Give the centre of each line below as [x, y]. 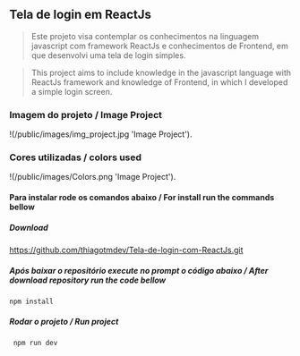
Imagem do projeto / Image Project [86, 114]
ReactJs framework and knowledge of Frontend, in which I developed [159, 82]
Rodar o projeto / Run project [64, 321]
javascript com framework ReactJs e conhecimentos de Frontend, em [159, 46]
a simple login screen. [72, 91]
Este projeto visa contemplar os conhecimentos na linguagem [145, 36]
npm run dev [35, 343]
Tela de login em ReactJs [81, 15]
